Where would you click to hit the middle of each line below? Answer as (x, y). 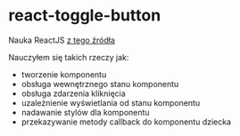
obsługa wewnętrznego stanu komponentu (100, 84)
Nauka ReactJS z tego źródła (62, 40)
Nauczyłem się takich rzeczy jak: (69, 57)
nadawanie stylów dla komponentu (85, 112)
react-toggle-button (85, 16)
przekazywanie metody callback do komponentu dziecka (126, 122)
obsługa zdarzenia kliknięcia (73, 93)
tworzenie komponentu (64, 74)
